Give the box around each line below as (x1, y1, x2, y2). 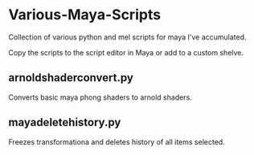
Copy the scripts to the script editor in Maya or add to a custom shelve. (8, 47, 244, 57)
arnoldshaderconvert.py (8, 71, 134, 85)
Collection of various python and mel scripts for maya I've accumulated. (8, 32, 247, 42)
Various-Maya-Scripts (8, 6, 162, 24)
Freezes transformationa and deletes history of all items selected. (8, 137, 225, 146)
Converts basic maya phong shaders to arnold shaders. (8, 92, 193, 102)
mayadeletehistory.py (8, 116, 121, 129)
